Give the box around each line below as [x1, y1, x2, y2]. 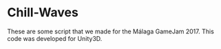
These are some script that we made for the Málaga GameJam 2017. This [7, 27, 215, 35]
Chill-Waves [7, 5, 79, 20]
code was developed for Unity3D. [7, 34, 103, 42]
